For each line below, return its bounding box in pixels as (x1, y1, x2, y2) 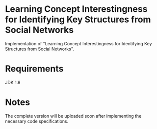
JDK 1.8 (5, 79, 21, 85)
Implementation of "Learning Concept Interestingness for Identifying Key (5, 40, 152, 46)
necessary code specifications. (5, 118, 69, 124)
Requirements (5, 63, 64, 74)
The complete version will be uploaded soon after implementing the (5, 113, 142, 119)
